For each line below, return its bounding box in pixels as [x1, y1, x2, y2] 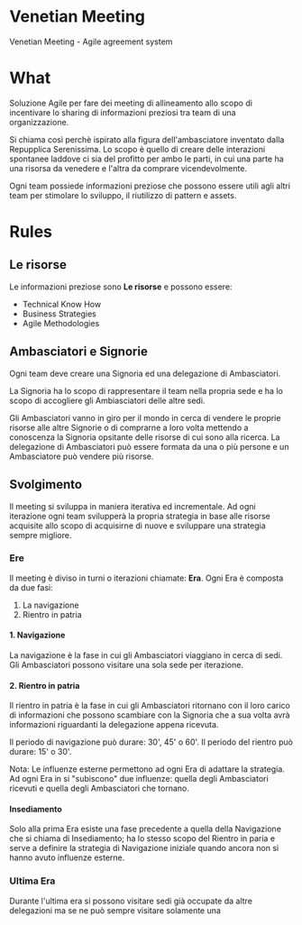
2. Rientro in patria [9, 680, 80, 691]
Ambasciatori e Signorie [9, 344, 149, 360]
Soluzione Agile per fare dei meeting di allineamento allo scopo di [9, 97, 252, 108]
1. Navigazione [9, 629, 66, 641]
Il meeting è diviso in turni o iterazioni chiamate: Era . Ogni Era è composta [9, 572, 284, 583]
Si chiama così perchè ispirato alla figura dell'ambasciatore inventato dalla [9, 133, 285, 145]
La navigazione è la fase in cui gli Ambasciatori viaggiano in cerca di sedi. [9, 650, 283, 660]
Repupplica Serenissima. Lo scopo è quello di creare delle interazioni [9, 143, 266, 154]
